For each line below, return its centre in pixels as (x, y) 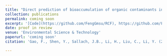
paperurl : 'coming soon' (31, 37)
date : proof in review (29, 28)
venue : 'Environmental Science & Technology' (53, 32)
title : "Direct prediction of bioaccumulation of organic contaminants (81, 10)
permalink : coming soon (30, 19)
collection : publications (32, 14)
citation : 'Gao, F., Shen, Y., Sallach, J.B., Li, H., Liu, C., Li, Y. (81, 42)
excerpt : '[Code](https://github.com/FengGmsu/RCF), (61, 23)
